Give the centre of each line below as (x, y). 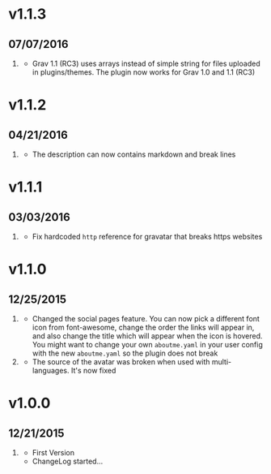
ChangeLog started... (68, 461)
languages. (51, 371)
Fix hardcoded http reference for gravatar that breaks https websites (147, 237)
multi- (222, 362)
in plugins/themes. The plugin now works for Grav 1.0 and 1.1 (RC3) (144, 72)
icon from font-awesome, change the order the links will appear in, (143, 327)
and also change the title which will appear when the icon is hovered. (147, 336)
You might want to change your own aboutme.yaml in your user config (147, 345)
